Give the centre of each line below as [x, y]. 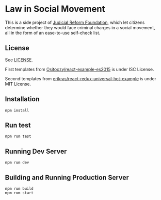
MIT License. [18, 84]
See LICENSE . [19, 60]
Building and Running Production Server [67, 177]
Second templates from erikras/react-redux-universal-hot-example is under [81, 78]
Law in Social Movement [55, 9]
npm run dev [17, 163]
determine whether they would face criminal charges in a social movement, [80, 27]
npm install [17, 110]
